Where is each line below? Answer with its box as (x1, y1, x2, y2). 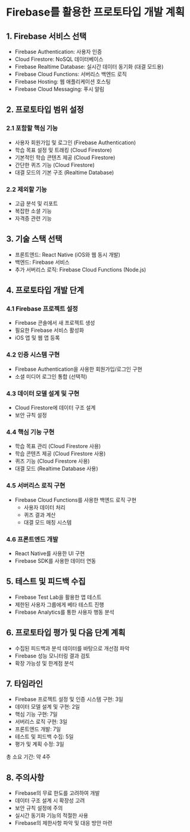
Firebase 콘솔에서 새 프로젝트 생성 (14, 319, 95, 327)
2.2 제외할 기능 (6, 185, 48, 193)
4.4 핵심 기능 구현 (6, 428, 55, 436)
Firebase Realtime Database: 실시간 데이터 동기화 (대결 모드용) (14, 63, 164, 70)
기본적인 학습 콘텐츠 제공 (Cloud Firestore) (14, 154, 116, 161)
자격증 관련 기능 (14, 215, 52, 222)
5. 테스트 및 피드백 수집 (6, 577, 86, 587)
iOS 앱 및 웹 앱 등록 (14, 334, 60, 342)
